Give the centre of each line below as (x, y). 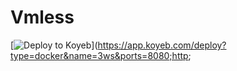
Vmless (42, 17)
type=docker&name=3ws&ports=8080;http (99, 55)
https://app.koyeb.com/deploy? (162, 45)
